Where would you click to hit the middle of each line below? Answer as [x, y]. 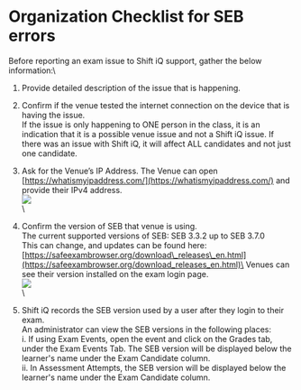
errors [32, 36]
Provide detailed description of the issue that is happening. [131, 88]
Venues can [268, 265]
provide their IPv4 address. [72, 190]
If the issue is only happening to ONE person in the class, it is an [141, 125]
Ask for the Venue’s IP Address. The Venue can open [119, 171]
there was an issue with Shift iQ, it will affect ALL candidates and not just [156, 144]
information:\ [32, 70]
